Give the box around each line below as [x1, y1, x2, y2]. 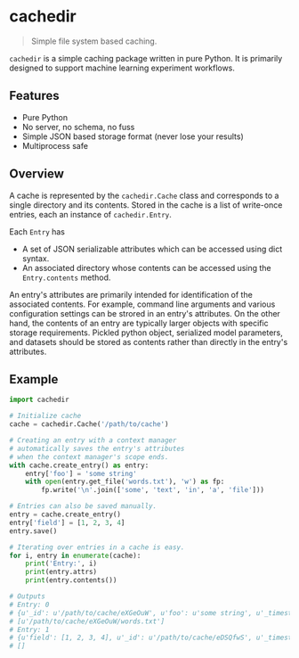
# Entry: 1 [9, 625, 50, 634]
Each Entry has [9, 226, 65, 237]
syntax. [21, 252, 50, 264]
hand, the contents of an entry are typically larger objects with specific [9, 317, 269, 328]
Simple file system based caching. [30, 36, 158, 46]
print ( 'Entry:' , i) [25, 559, 98, 568]
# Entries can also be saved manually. [9, 502, 158, 511]
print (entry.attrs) [25, 568, 98, 577]
